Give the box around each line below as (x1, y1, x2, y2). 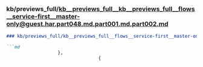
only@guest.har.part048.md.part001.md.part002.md (6, 20, 169, 28)
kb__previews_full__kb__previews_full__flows (58, 5, 195, 13)
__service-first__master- (6, 12, 80, 20)
